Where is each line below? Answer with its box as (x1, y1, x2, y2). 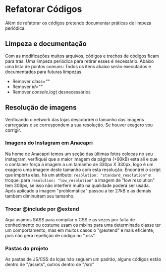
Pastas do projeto (5, 245, 49, 252)
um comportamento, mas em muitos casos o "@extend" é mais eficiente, (5, 227, 155, 233)
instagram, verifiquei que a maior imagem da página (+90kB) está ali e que (5, 156, 158, 162)
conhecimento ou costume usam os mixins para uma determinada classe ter (5, 222, 161, 228)
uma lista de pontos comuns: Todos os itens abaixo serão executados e (5, 63, 151, 69)
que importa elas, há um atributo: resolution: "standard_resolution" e (5, 172, 151, 178)
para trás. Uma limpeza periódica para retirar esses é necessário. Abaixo (5, 58, 154, 64)
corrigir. (5, 127, 21, 133)
